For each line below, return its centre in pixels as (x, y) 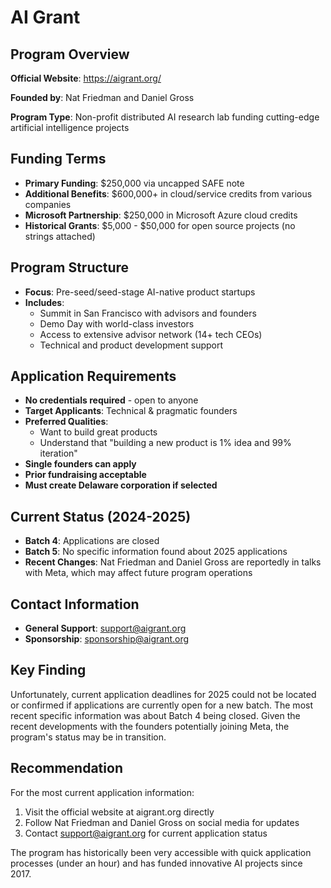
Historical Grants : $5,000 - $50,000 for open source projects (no (160, 225)
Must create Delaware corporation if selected (121, 485)
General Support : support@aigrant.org (105, 628)
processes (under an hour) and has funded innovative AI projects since (156, 863)
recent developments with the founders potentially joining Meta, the (150, 726)
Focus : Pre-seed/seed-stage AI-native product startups (140, 292)
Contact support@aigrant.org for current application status (146, 833)
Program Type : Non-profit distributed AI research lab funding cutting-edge (165, 117)
